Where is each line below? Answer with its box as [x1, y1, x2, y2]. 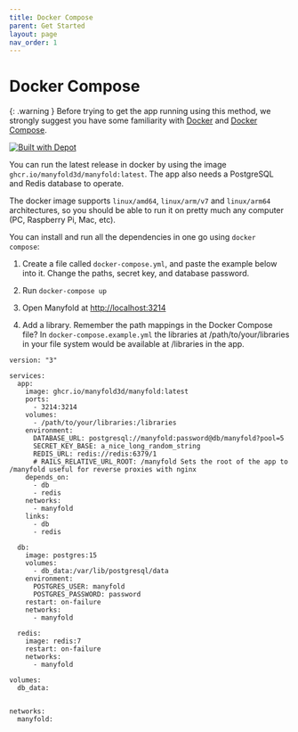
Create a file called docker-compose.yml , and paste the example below [21, 259, 278, 269]
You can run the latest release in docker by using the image [9, 160, 227, 170]
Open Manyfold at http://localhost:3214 [21, 302, 166, 313]
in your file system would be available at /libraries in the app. [21, 339, 245, 350]
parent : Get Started [9, 21, 86, 30]
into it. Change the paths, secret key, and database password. [21, 268, 250, 279]
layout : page [9, 29, 58, 38]
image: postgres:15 [25, 551, 98, 560]
